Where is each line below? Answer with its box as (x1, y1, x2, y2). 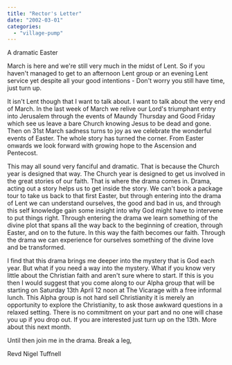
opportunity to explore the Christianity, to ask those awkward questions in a (7, 301, 223, 309)
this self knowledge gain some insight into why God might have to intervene (7, 206, 224, 215)
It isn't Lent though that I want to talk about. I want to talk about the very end (7, 98, 226, 106)
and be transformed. (7, 243, 66, 251)
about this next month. (7, 323, 71, 331)
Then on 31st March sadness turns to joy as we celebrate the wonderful (7, 127, 212, 135)
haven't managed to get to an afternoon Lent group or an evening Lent (7, 69, 208, 78)
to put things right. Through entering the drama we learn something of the (7, 214, 218, 222)
